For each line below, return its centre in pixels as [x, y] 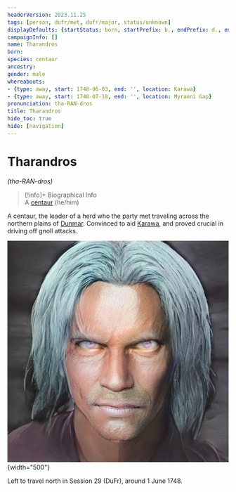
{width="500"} [29, 467]
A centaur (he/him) [52, 202]
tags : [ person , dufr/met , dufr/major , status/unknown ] [89, 22]
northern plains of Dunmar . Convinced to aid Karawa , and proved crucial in [115, 223]
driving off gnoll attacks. [42, 231]
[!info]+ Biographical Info [60, 195]
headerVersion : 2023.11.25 [47, 15]
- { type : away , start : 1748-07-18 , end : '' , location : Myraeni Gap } [110, 96]
